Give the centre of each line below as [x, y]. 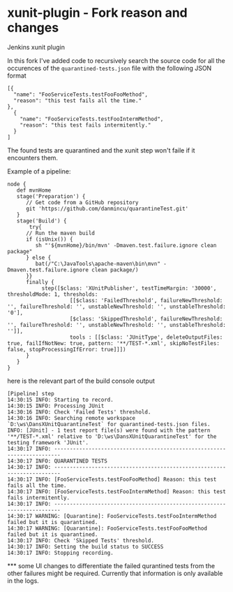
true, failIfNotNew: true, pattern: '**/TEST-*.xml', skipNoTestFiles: [113, 343]
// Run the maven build [60, 233]
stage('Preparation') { [51, 196]
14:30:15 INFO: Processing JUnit [56, 406]
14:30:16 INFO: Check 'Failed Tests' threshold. [79, 412]
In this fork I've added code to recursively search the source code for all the [116, 60]
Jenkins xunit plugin [36, 47]
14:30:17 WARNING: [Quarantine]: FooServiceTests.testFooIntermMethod [112, 516]
